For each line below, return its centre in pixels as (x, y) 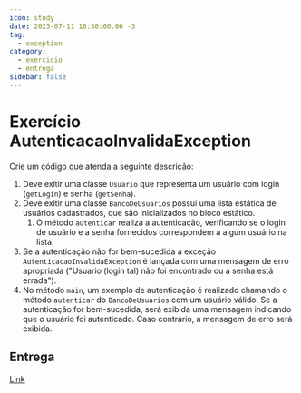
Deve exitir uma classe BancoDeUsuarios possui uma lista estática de (149, 203)
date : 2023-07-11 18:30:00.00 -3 (73, 26)
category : (28, 52)
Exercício (45, 121)
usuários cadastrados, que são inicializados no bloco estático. (139, 212)
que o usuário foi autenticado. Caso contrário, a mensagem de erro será (157, 319)
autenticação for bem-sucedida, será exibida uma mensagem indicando (157, 309)
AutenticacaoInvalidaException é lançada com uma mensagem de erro (155, 260)
